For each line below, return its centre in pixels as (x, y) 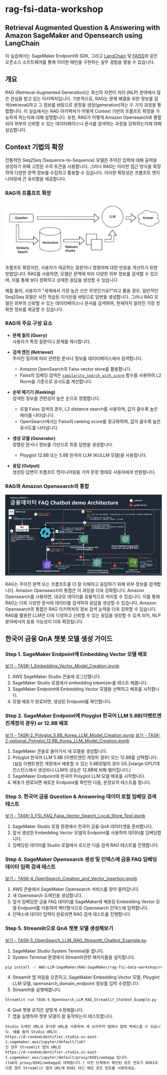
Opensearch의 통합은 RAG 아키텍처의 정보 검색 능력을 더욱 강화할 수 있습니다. (81, 609)
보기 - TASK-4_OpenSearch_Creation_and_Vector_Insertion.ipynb (71, 879)
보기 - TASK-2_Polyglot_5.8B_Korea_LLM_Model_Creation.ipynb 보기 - (76, 735)
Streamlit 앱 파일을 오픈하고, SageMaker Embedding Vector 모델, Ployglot (86, 977)
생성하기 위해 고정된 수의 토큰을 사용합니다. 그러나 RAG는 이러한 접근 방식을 (79, 166)
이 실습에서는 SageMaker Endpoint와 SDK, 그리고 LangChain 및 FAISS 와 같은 (82, 56)
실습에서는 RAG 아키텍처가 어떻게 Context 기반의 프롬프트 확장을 (92, 111)
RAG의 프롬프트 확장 (28, 193)
